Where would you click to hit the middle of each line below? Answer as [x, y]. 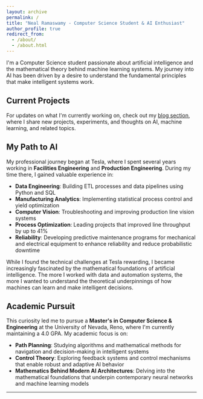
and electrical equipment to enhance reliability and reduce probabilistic [103, 243]
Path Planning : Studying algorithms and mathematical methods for [98, 345]
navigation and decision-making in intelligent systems [82, 352]
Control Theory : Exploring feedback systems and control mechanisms [103, 358]
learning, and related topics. [41, 128]
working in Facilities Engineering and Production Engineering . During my [99, 168]
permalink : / [23, 17]
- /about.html [29, 46]
